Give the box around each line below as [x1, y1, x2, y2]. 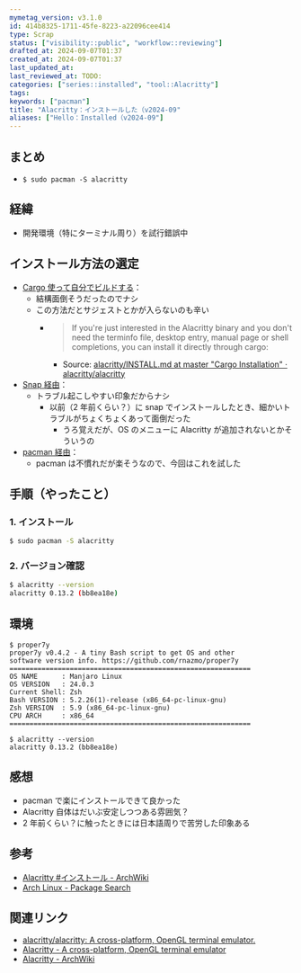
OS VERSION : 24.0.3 [9, 680, 94, 689]
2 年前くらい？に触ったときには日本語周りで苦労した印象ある [22, 817, 251, 828]
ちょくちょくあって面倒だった [80, 413, 191, 424]
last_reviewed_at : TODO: [9, 72, 102, 81]
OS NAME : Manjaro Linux [9, 672, 123, 681]
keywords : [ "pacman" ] [9, 96, 91, 106]
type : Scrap [9, 30, 54, 39]
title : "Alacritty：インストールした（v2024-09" [9, 105, 181, 114]
